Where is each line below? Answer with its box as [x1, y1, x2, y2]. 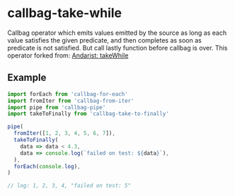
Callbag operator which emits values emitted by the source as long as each [7, 28, 227, 37]
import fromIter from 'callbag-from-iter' [7, 97, 134, 104]
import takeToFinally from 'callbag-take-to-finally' [7, 110, 170, 118]
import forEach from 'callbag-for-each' [7, 90, 129, 97]
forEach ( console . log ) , [13, 163, 81, 170]
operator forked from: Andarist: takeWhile [7, 51, 129, 60]
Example [7, 72, 47, 84]
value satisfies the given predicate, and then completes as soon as [7, 36, 202, 44]
